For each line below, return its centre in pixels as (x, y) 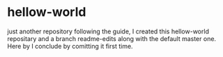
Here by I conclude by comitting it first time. (70, 46)
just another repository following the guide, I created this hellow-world (108, 31)
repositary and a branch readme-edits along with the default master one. (112, 38)
